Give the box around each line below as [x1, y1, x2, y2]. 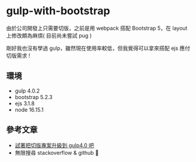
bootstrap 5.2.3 [14, 93, 53, 100]
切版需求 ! [6, 52, 30, 59]
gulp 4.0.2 [14, 87, 40, 94]
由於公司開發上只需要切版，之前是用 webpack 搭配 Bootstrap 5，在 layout [6, 24, 188, 31]
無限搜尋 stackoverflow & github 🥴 [14, 149, 99, 156]
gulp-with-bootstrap [6, 4, 110, 18]
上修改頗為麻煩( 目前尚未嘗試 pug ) [6, 31, 92, 39]
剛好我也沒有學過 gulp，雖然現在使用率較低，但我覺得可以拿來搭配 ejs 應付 [6, 45, 191, 52]
